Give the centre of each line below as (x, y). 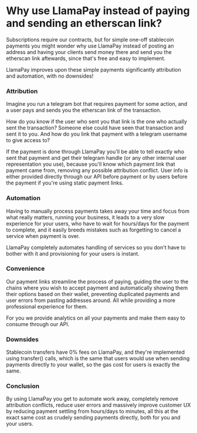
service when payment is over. (43, 236)
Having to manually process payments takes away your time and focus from (98, 211)
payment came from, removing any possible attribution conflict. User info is (97, 170)
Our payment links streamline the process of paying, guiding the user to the (97, 281)
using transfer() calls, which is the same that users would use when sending (98, 358)
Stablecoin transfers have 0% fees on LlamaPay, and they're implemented (96, 352)
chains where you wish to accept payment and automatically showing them (97, 288)
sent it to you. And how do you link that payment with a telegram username (97, 134)
